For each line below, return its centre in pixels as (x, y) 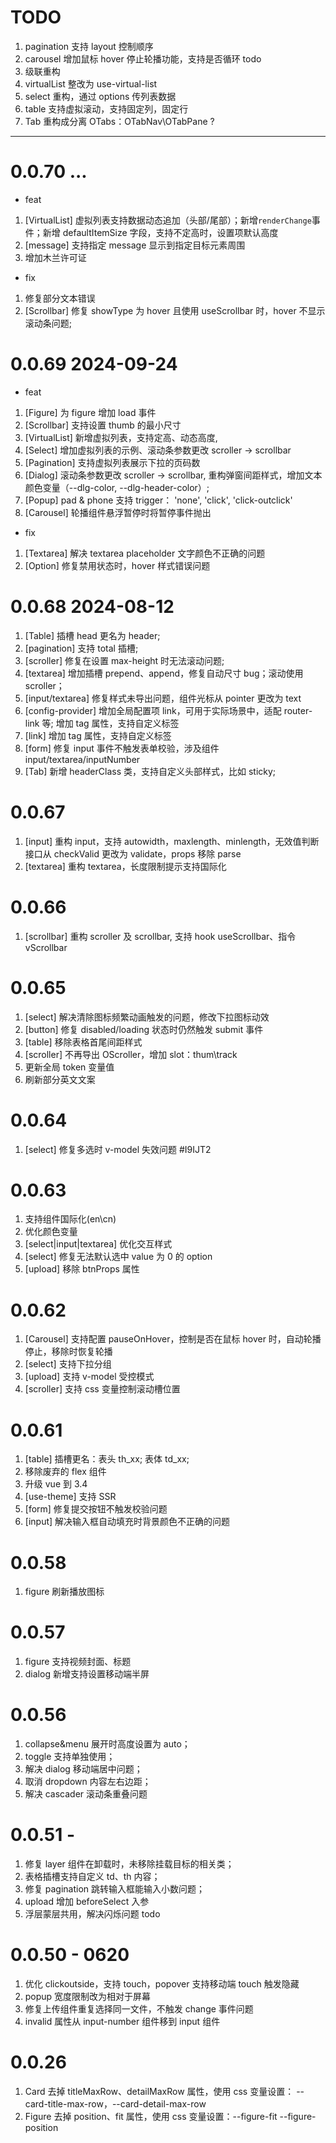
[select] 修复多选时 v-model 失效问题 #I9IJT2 (118, 1149)
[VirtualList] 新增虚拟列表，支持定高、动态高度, (121, 437)
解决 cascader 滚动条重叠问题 (86, 1794)
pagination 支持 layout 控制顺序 (89, 46)
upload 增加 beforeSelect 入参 (87, 1902)
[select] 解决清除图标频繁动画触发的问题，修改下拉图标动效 (147, 1017)
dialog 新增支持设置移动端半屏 (87, 1674)
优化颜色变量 (51, 1232)
